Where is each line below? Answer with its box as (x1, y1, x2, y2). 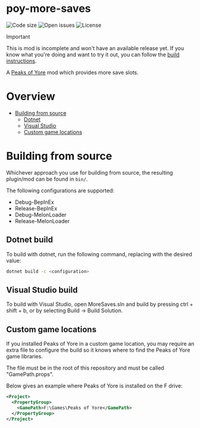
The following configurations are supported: (6, 187, 115, 194)
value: (6, 257, 21, 264)
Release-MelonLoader (14, 217, 70, 225)
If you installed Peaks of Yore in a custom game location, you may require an (6, 340, 195, 348)
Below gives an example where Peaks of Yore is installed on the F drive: (6, 382, 183, 389)
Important (6, 33, 30, 40)
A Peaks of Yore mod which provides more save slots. (6, 69, 139, 76)
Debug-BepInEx (14, 199, 54, 206)
